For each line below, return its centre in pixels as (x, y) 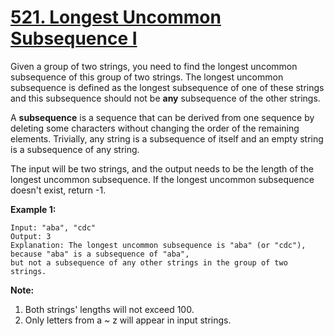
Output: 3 (31, 236)
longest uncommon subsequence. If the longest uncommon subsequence (162, 179)
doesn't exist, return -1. (58, 190)
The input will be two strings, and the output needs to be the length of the (162, 168)
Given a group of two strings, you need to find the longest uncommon (154, 66)
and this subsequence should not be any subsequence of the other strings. (165, 98)
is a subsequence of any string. (75, 149)
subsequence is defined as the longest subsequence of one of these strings (167, 87)
